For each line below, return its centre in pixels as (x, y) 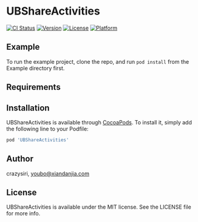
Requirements (33, 87)
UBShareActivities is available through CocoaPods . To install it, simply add (99, 122)
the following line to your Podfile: (48, 129)
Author (20, 159)
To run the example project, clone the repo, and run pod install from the (98, 61)
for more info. (23, 214)
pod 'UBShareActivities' (38, 140)
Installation (28, 108)
